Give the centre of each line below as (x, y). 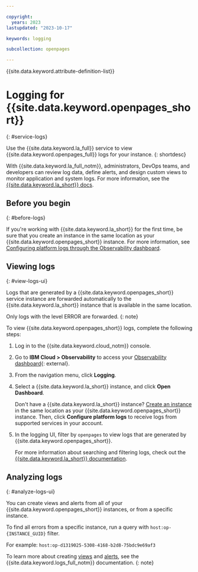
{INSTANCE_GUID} (26, 534)
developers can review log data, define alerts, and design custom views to (97, 172)
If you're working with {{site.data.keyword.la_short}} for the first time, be (95, 229)
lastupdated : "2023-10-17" (39, 28)
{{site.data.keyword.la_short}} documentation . (71, 458)
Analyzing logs (35, 477)
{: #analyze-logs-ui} (31, 491)
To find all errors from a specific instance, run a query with (78, 527)
